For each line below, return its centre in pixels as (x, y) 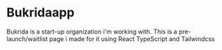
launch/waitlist (27, 38)
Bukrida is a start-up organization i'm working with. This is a (92, 32)
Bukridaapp (40, 13)
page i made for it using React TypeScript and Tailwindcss (132, 38)
